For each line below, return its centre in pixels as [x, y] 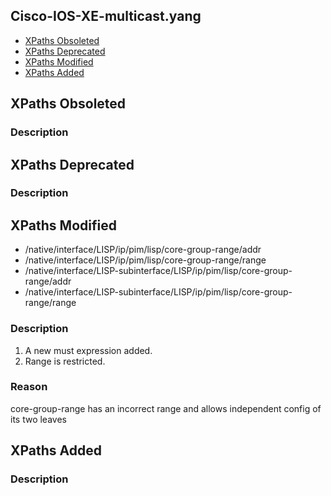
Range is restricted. [65, 361]
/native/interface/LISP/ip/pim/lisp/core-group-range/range [145, 260]
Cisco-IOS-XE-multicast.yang [106, 16]
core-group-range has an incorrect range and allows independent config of [166, 408]
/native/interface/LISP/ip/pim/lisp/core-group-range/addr [143, 250]
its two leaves [38, 419]
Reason [29, 387]
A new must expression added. [88, 350]
